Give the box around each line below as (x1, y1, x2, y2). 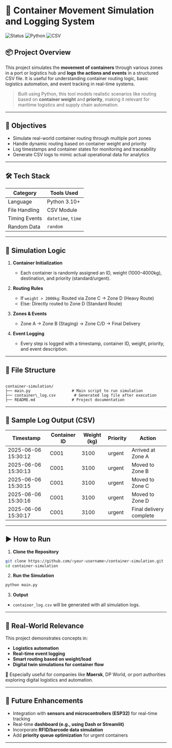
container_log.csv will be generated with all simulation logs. (12, 601, 140, 608)
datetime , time (47, 215, 82, 222)
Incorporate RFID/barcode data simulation (12, 726, 103, 733)
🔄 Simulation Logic (5, 246, 66, 255)
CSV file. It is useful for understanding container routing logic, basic (5, 75, 148, 81)
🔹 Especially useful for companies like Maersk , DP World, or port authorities (5, 671, 166, 678)
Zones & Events (12, 311, 47, 317)
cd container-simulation (5, 563, 58, 569)
